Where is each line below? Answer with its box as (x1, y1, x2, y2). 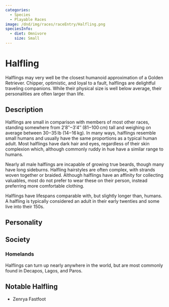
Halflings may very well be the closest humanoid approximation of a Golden (5, 74, 163, 80)
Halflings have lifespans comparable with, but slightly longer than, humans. (5, 193, 162, 199)
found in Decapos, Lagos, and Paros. (5, 267, 83, 273)
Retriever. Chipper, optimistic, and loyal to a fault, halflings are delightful (5, 80, 156, 86)
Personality (5, 218, 43, 227)
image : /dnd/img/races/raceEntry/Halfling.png (5, 21, 106, 27)
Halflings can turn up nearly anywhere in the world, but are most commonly (5, 262, 163, 268)
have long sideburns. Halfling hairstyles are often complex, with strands (5, 166, 155, 173)
